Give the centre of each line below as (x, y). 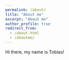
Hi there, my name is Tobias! (35, 52)
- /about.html (24, 33)
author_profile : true (28, 24)
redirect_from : (21, 28)
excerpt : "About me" (27, 19)
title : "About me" (24, 14)
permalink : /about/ (26, 10)
